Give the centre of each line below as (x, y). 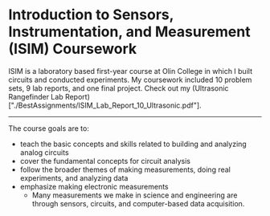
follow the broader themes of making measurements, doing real (125, 169)
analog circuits (45, 152)
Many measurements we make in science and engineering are (135, 195)
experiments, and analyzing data (74, 177)
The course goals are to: (49, 128)
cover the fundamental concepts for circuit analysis (105, 161)
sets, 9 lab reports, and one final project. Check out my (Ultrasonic (119, 88)
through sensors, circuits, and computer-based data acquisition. (138, 203)
